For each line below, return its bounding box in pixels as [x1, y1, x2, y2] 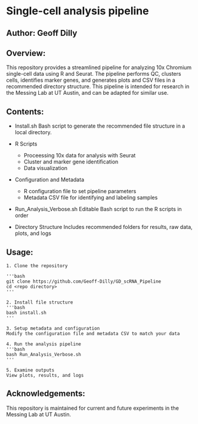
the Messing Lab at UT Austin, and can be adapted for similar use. [6, 89, 169, 97]
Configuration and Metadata [14, 176, 85, 183]
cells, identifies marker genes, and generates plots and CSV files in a [6, 76, 176, 84]
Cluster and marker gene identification [23, 158, 119, 165]
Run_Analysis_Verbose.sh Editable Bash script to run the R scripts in [14, 206, 182, 213]
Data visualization [23, 165, 67, 172]
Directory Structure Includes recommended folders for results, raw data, [14, 224, 193, 231]
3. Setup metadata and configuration [6, 326, 100, 332]
